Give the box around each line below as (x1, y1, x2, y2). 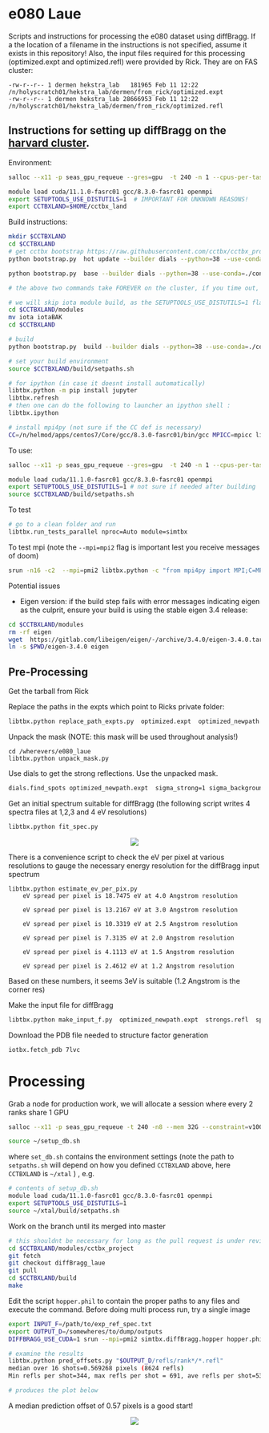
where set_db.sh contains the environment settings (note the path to (8, 1152, 235, 1162)
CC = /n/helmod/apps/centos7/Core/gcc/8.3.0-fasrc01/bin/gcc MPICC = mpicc (8, 431, 252, 439)
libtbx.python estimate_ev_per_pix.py (8, 884, 138, 893)
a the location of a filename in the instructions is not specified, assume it (8, 39, 247, 49)
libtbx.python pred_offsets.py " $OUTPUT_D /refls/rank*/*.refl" (8, 1357, 224, 1365)
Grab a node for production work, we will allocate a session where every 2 (8, 1098, 254, 1108)
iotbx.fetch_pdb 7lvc (8, 1045, 81, 1053)
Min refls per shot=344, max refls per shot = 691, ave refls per (8, 1372, 235, 1380)
